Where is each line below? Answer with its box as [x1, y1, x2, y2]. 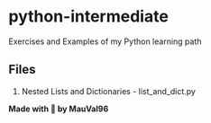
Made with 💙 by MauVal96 [8, 103, 109, 114]
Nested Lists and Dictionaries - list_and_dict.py [21, 85, 196, 96]
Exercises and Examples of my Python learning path [8, 36, 202, 47]
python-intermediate [8, 6, 169, 27]
